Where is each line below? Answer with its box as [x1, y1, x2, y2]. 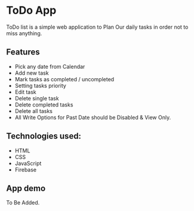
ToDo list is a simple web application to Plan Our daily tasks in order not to [6, 23, 189, 30]
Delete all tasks [14, 107, 53, 114]
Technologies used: [6, 131, 82, 141]
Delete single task [14, 94, 59, 102]
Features [6, 47, 40, 57]
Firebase [14, 166, 37, 173]
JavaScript [14, 160, 42, 167]
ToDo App [6, 4, 57, 17]
